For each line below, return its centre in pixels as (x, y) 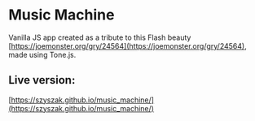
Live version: (42, 80)
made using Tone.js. (42, 54)
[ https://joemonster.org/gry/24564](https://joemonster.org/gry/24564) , (127, 45)
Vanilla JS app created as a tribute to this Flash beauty (100, 37)
